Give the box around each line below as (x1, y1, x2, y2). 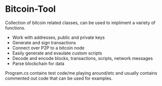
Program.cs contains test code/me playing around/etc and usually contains (5, 70, 158, 76)
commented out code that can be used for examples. (5, 75, 113, 81)
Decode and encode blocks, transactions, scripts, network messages (12, 55, 153, 61)
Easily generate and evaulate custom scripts (12, 50, 102, 56)
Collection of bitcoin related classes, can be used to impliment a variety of (5, 20, 156, 26)
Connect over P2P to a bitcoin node (12, 45, 85, 51)
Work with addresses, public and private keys (12, 34, 105, 40)
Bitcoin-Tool (5, 3, 56, 15)
